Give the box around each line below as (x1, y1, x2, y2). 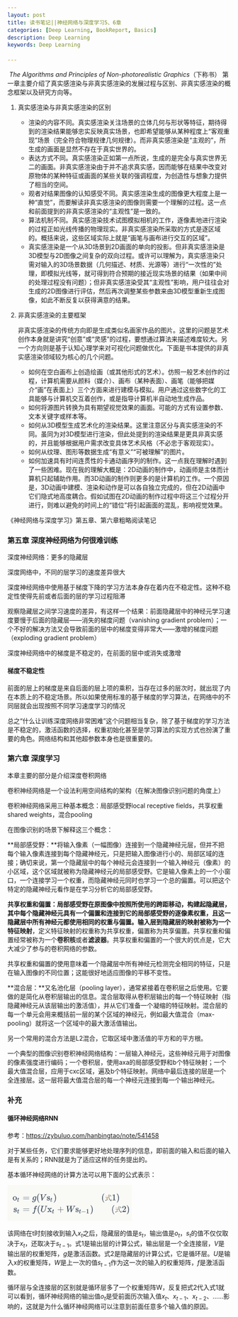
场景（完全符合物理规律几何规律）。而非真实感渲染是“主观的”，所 (37, 136, 227, 144)
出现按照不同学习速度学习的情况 (31, 701, 125, 710)
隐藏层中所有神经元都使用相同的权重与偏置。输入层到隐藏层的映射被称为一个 (7, 917, 231, 926)
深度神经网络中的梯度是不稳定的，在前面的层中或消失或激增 (7, 649, 181, 657)
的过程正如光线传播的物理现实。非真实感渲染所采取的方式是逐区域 (28, 224, 221, 233)
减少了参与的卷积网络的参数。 (13, 944, 101, 953)
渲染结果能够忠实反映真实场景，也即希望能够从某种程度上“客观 (40, 127, 224, 135)
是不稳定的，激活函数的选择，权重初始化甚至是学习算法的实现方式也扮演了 (7, 725, 225, 734)
